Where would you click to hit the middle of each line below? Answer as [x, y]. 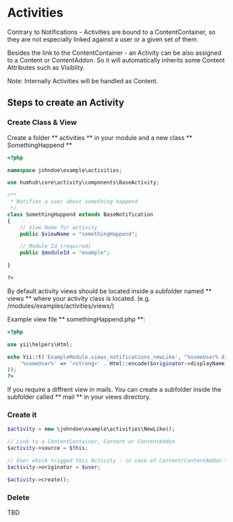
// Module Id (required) [55, 246]
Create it [22, 415]
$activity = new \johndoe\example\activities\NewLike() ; [91, 429]
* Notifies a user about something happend [74, 202]
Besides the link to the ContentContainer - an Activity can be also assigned [114, 53]
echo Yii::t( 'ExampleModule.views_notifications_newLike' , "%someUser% [113, 357]
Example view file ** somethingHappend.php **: [76, 319]
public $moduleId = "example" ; [65, 253]
